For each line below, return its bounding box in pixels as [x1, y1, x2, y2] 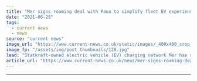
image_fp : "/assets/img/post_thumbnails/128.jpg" [6, 47, 130, 53]
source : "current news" [6, 36, 64, 42]
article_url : [6, 58, 38, 63]
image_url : [6, 42, 33, 48]
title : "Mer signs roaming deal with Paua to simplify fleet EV [6, 8, 167, 15]
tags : [6, 19, 19, 25]
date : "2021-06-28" [6, 14, 54, 20]
